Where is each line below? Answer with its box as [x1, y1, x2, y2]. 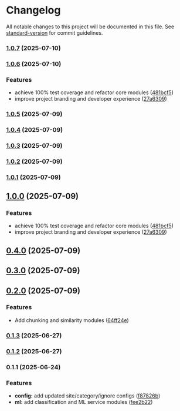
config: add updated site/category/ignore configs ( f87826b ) [14, 392, 161, 399]
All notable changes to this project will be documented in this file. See [6, 23, 175, 30]
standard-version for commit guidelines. [6, 29, 103, 36]
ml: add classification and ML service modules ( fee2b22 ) [14, 398, 153, 405]
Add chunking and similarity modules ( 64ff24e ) [14, 316, 129, 324]
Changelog [6, 4, 61, 17]
